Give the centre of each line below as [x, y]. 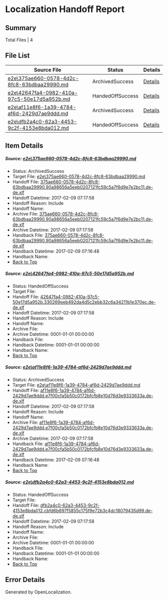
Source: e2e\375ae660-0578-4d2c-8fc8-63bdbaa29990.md [71, 158]
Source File [47, 70]
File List [17, 56]
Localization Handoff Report [65, 9]
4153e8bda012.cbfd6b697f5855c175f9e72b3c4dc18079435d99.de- [82, 511]
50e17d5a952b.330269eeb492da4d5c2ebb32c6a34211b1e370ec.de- [84, 302]
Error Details [25, 580]
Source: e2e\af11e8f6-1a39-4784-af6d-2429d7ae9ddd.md [68, 367]
